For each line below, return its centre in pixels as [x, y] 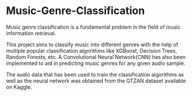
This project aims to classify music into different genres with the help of [92, 44]
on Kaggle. [19, 87]
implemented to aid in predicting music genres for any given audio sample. [96, 63]
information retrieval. [31, 33]
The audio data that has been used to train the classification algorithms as [95, 74]
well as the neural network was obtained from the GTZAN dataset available [96, 81]
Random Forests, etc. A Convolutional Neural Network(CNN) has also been [96, 57]
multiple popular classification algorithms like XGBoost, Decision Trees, [92, 50]
